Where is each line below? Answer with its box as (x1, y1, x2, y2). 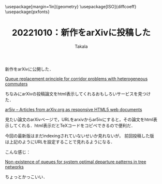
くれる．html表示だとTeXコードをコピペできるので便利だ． (17, 122, 135, 128)
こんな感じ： (5, 149, 30, 155)
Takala (74, 43, 88, 49)
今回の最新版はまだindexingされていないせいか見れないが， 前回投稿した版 (5, 133, 154, 139)
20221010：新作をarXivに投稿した (12, 28, 151, 38)
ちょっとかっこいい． (5, 174, 47, 180)
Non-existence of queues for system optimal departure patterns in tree (5, 158, 147, 165)
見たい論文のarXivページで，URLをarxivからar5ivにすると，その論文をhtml (5, 116, 153, 122)
